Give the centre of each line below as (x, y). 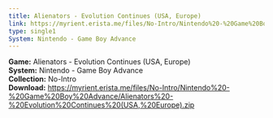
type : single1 (32, 31)
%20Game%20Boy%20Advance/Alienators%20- (91, 96)
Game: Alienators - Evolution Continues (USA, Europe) (100, 62)
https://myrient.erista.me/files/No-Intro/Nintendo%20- (139, 88)
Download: (27, 88)
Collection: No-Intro (43, 79)
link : (17, 24)
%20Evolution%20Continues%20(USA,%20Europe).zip (102, 105)
